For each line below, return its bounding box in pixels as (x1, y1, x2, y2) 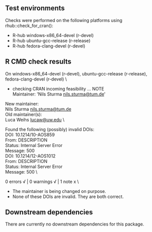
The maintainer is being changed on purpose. (12, 188, 106, 194)
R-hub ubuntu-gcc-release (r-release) (12, 37, 91, 43)
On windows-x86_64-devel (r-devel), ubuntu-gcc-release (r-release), (5, 70, 148, 76)
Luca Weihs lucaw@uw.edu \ (5, 116, 65, 122)
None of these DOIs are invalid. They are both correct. (12, 193, 124, 199)
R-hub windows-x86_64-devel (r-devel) (12, 32, 94, 38)
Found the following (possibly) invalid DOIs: (5, 126, 95, 132)
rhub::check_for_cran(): (5, 22, 53, 28)
